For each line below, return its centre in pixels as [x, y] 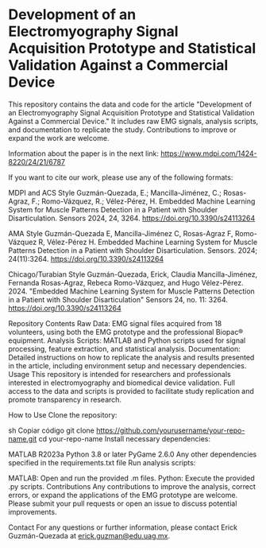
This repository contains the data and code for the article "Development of [130, 104]
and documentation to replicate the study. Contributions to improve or [122, 130]
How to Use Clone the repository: [63, 414]
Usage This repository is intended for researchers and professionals [120, 374]
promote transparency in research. [65, 399]
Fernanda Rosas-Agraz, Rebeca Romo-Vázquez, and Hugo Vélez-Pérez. [126, 282]
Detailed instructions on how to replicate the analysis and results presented [131, 357]
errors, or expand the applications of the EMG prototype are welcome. [123, 495]
